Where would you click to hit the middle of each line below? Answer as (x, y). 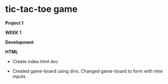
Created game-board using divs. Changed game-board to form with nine (88, 71)
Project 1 (14, 23)
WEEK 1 (13, 32)
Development (20, 42)
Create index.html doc (35, 61)
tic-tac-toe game (41, 9)
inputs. (20, 76)
